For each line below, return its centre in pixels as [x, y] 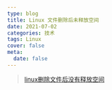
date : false [31, 59]
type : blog [23, 13]
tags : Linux [24, 39]
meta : [15, 53]
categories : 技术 [31, 33]
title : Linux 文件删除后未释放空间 [53, 20]
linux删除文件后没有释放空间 [64, 79]
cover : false [26, 46]
